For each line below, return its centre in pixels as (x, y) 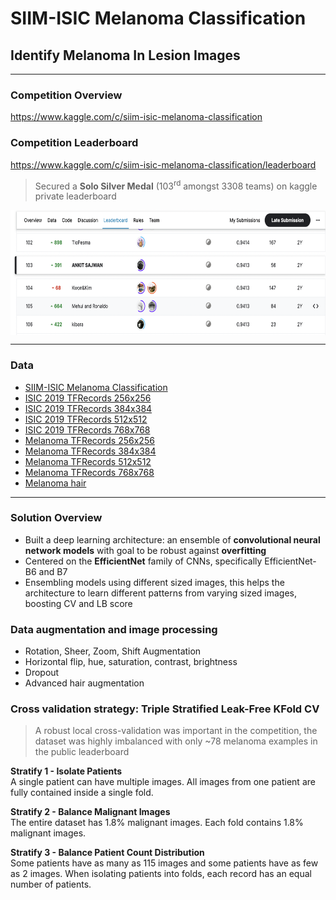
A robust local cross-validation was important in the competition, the (176, 731)
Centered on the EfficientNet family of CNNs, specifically (143, 561)
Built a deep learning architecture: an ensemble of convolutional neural (172, 539)
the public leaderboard (82, 752)
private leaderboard (75, 196)
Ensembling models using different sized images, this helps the (154, 582)
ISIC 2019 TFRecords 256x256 (88, 398)
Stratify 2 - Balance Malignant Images (90, 812)
